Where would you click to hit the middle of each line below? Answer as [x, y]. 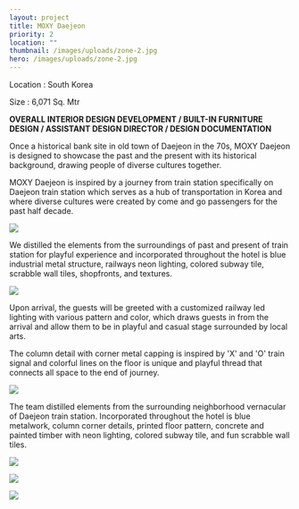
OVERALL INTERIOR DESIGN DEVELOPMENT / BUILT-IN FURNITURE [136, 119]
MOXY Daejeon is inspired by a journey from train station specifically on [141, 182]
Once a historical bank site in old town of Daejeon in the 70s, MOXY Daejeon [150, 146]
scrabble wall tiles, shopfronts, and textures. [91, 273]
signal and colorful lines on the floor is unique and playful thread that [136, 363]
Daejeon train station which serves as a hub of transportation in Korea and [146, 192]
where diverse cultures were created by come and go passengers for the [144, 201]
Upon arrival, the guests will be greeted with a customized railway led [137, 308]
